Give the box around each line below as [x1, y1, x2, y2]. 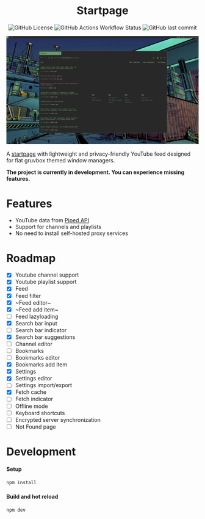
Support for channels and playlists [15, 223, 102, 231]
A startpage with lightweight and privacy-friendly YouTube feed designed [6, 150, 191, 158]
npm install [6, 480, 37, 486]
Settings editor [15, 375, 52, 382]
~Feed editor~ [15, 299, 51, 306]
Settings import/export [15, 382, 72, 389]
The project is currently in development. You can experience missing [6, 169, 185, 176]
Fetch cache [15, 388, 47, 396]
